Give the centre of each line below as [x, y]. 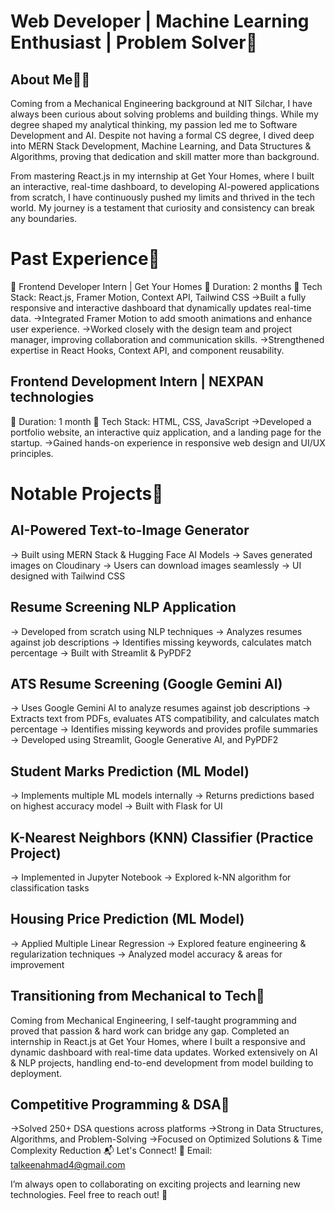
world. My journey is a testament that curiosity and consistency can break [162, 208]
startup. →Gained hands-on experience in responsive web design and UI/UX [168, 442]
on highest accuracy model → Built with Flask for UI [116, 806]
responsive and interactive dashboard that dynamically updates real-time [161, 307]
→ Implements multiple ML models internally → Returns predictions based [162, 796]
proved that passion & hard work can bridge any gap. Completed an [150, 1031]
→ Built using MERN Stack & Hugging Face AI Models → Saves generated [161, 554]
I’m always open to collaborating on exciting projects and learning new [155, 1184]
